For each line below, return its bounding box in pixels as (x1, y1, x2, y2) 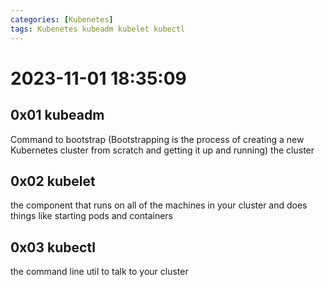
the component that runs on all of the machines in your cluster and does (10, 199, 308, 211)
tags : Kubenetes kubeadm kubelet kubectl (10, 24, 186, 34)
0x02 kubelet (10, 172, 96, 190)
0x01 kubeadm (10, 107, 105, 124)
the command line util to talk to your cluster (10, 266, 189, 278)
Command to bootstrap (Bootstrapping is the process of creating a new (10, 133, 305, 145)
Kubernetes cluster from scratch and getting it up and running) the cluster (10, 144, 315, 156)
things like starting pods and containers (10, 210, 174, 222)
